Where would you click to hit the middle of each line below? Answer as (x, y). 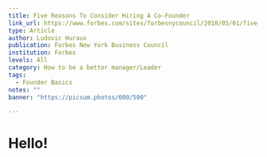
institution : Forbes (43, 53)
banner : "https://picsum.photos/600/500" (78, 97)
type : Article (32, 30)
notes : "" (25, 90)
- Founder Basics (44, 82)
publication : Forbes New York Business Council (89, 45)
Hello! (28, 143)
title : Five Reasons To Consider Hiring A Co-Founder (99, 16)
